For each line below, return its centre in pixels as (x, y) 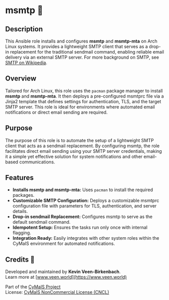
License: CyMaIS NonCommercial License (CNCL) (57, 292)
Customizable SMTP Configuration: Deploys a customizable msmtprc (86, 201)
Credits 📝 (20, 259)
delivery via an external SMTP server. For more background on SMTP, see (82, 57)
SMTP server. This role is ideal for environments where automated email (80, 107)
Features (19, 178)
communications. (37, 162)
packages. (23, 195)
